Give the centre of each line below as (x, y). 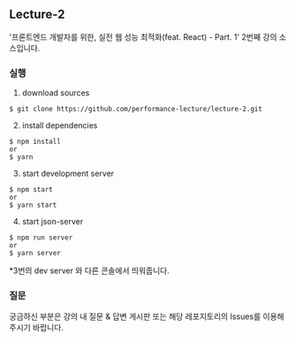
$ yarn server (35, 254)
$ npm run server (41, 238)
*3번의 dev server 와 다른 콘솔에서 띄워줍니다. (90, 271)
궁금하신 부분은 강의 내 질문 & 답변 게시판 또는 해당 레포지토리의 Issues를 (135, 316)
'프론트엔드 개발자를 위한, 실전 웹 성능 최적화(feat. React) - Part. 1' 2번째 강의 (143, 37)
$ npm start (31, 190)
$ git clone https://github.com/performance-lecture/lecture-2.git (136, 110)
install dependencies (60, 125)
